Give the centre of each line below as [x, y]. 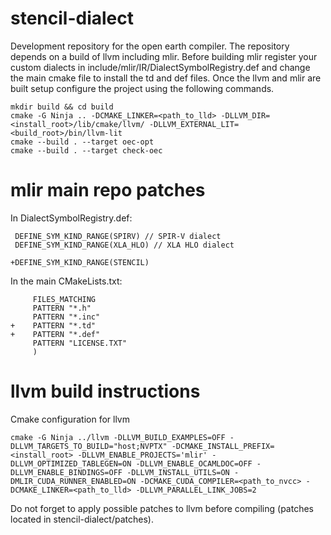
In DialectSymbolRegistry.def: [71, 218]
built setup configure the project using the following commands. [142, 88]
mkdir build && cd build [62, 107]
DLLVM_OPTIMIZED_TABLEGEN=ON [71, 463]
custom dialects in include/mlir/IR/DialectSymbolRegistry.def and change [160, 67]
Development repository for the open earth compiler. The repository [150, 46]
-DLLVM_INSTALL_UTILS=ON [178, 472]
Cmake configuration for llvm [70, 419]
